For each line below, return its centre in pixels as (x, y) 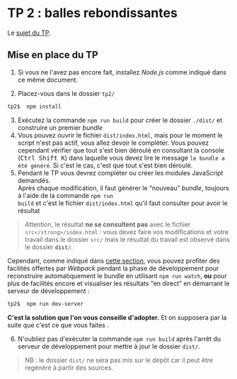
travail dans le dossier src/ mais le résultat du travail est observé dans (127, 239)
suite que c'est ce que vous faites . (58, 325)
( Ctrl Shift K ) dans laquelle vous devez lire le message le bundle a (121, 158)
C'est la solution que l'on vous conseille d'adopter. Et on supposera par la (117, 317)
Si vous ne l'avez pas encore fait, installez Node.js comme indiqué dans (122, 72)
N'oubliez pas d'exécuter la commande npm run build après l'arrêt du (119, 339)
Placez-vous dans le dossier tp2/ (66, 93)
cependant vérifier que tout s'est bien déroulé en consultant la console (121, 150)
